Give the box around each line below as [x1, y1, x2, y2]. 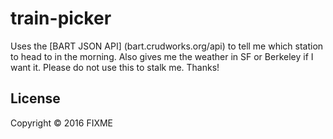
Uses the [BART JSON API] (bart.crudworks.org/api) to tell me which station [10, 40, 324, 52]
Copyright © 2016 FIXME [10, 117, 114, 129]
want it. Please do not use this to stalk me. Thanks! [10, 61, 220, 73]
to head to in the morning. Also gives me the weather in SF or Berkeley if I [10, 50, 314, 62]
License [10, 90, 61, 107]
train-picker [10, 7, 112, 30]
